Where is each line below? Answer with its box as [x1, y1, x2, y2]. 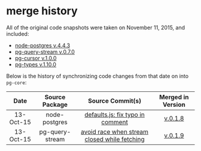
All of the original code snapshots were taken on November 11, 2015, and [6, 24, 185, 31]
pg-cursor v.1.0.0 [14, 54, 57, 61]
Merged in [159, 93, 190, 101]
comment [101, 118, 129, 126]
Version [162, 100, 185, 109]
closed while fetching [84, 135, 145, 143]
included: [6, 30, 29, 37]
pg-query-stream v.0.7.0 [14, 48, 75, 55]
